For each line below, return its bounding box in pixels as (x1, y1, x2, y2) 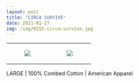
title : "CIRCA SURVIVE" (6, 14, 66, 20)
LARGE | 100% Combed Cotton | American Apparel (6, 70, 133, 77)
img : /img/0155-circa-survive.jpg (6, 25, 94, 32)
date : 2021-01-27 (6, 20, 50, 26)
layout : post (6, 8, 39, 15)
